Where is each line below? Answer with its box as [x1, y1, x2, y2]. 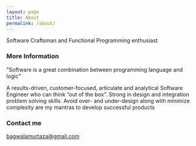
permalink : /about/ [6, 20, 56, 26]
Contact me [6, 119, 42, 127]
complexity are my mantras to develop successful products [6, 103, 155, 111]
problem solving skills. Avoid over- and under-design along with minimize [6, 97, 190, 104]
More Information [6, 52, 59, 61]
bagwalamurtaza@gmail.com [6, 132, 80, 140]
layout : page [6, 9, 40, 15]
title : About [6, 15, 40, 21]
